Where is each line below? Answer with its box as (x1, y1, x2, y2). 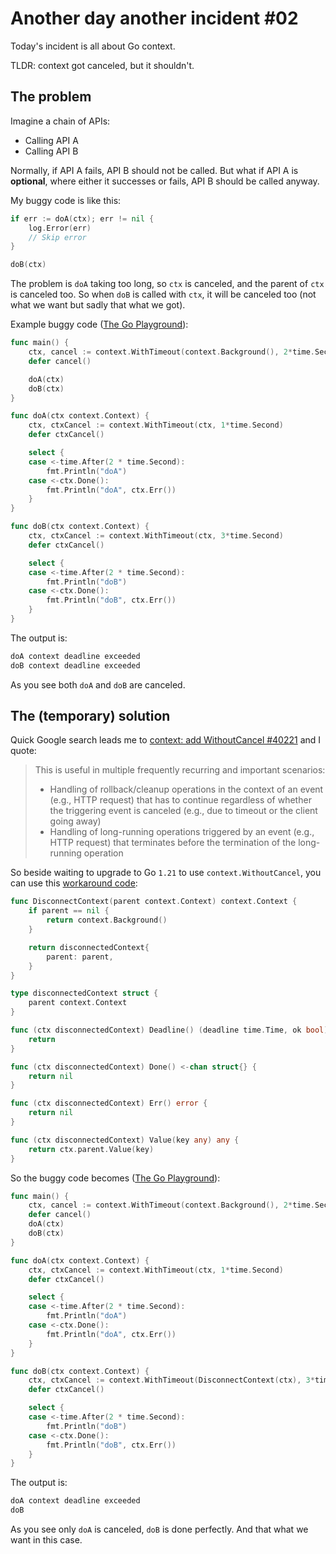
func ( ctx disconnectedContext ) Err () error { (10, 1098, 208, 1109)
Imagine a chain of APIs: (10, 115, 111, 127)
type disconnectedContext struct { (10, 988, 159, 999)
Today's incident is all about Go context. (10, 40, 176, 52)
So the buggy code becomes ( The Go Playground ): (10, 1172, 221, 1184)
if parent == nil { (28, 906, 110, 916)
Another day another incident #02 (10, 7, 299, 30)
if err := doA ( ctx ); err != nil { (10, 213, 155, 224)
